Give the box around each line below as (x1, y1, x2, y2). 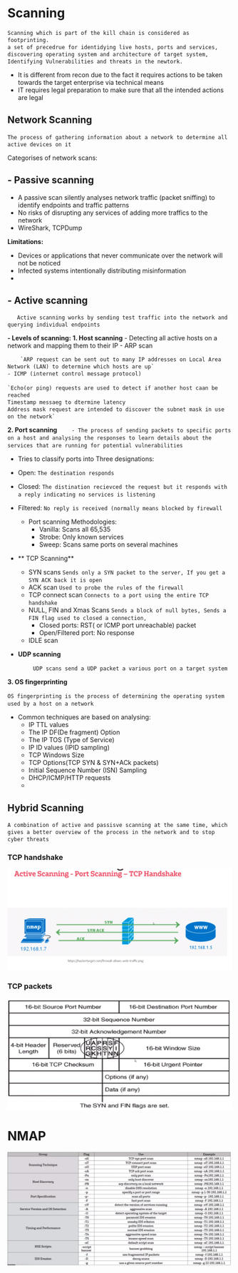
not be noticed (17, 258, 61, 267)
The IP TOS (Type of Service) (28, 736, 115, 744)
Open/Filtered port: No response (38, 629, 135, 637)
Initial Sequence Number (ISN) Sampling (28, 766, 148, 775)
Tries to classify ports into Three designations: (17, 455, 155, 463)
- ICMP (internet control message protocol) (7, 370, 142, 377)
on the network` (7, 413, 56, 420)
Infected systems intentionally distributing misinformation (17, 266, 187, 275)
